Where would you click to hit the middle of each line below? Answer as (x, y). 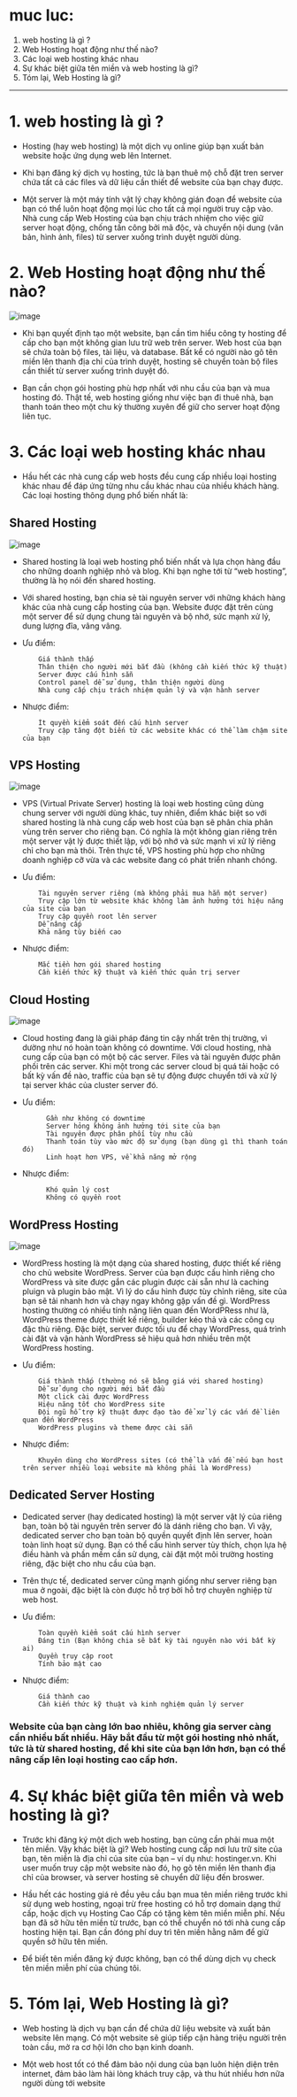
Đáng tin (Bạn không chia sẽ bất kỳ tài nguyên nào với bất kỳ (157, 1640)
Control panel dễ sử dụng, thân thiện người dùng (131, 682)
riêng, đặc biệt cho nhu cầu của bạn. (89, 1563)
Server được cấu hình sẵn (86, 675)
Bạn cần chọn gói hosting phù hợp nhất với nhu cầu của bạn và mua (146, 388)
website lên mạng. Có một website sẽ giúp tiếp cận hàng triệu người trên (154, 2038)
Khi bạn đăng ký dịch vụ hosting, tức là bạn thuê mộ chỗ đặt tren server (153, 173)
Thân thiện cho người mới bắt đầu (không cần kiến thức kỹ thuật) (163, 667)
